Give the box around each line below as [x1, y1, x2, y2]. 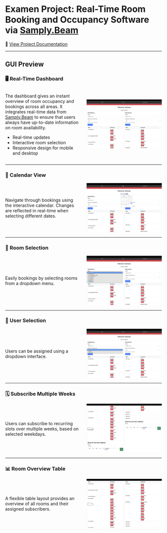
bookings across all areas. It [5, 103, 63, 109]
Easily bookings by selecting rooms [5, 275, 78, 281]
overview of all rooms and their [5, 501, 69, 507]
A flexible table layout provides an [5, 496, 75, 502]
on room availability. [5, 124, 46, 130]
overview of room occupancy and [5, 98, 75, 104]
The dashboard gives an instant [5, 93, 70, 99]
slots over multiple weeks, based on [5, 426, 79, 432]
